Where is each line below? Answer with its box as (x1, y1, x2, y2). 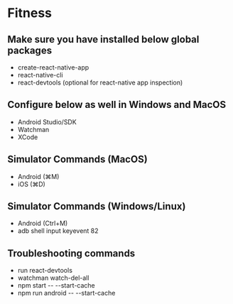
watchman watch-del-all (17, 273, 90, 282)
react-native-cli (17, 71, 63, 79)
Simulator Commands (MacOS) (7, 153, 148, 165)
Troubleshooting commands (7, 247, 136, 259)
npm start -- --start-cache (17, 281, 96, 290)
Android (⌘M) (17, 172, 60, 180)
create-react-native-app (17, 63, 90, 72)
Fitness (7, 5, 52, 21)
